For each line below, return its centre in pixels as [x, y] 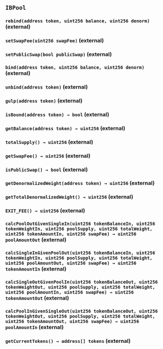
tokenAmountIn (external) [36, 269]
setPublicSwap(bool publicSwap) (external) [59, 54]
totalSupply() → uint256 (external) [49, 142]
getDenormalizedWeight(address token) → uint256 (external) [80, 183]
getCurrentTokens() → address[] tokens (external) [68, 341]
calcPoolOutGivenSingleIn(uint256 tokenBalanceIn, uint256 [80, 224]
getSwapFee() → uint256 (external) [48, 156]
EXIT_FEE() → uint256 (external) [45, 211]
